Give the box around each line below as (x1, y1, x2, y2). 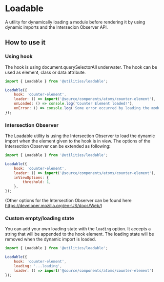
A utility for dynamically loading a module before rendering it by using (5, 19, 145, 25)
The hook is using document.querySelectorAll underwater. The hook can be (5, 64, 158, 70)
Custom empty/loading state (5, 215, 75, 222)
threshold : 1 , (22, 180, 51, 184)
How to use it (5, 39, 46, 47)
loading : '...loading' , (14, 263, 62, 268)
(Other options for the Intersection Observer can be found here (5, 198, 132, 203)
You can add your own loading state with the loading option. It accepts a (5, 226, 151, 232)
